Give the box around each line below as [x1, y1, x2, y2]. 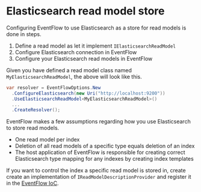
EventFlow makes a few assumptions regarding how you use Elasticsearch [6, 118, 191, 125]
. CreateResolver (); [11, 107, 61, 113]
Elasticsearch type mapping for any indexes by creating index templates [14, 155, 194, 163]
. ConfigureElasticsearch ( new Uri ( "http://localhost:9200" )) [11, 90, 165, 96]
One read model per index [14, 136, 80, 143]
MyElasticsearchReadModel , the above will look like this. [6, 73, 143, 80]
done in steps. [6, 30, 42, 37]
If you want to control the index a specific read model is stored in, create [6, 167, 186, 174]
